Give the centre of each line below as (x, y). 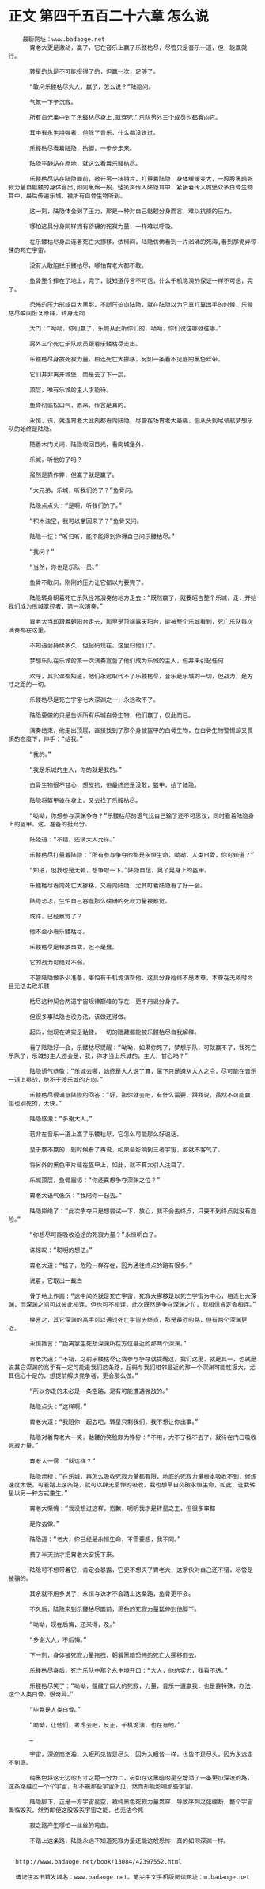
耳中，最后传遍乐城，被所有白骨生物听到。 (67, 196)
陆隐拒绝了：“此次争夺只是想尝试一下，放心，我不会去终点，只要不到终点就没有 (140, 1211)
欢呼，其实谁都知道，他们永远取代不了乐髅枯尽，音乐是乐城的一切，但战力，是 (138, 676)
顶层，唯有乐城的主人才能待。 (70, 390)
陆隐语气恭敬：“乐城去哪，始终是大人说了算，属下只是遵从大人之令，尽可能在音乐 (143, 1071)
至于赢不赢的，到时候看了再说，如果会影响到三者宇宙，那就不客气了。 (126, 1150)
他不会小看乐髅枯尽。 (59, 932)
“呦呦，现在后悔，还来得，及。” (72, 1624)
